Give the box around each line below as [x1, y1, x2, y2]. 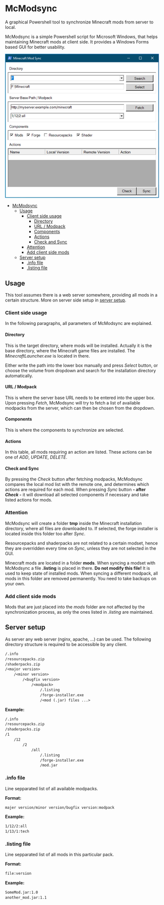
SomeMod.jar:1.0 [5, 890, 38, 895]
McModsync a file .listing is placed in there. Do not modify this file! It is [5, 565, 150, 571]
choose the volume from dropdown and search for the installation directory [5, 367, 156, 373]
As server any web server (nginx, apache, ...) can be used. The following [5, 636, 151, 642]
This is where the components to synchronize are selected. [5, 427, 124, 433]
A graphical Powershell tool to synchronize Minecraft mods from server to [5, 19, 154, 25]
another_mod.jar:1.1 [5, 895, 47, 900]
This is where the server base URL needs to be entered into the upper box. [5, 395, 155, 401]
